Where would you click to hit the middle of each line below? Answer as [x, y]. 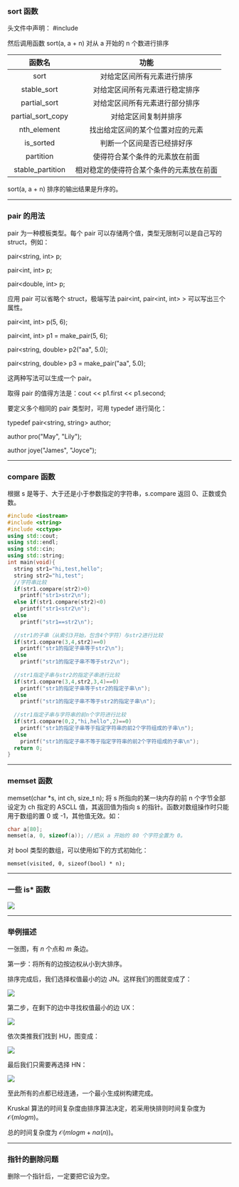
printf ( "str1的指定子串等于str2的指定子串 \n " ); [85, 688]
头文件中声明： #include [43, 28]
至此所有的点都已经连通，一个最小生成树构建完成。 [82, 1093]
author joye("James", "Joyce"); [52, 450]
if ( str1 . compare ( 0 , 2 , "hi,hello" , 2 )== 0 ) [73, 722]
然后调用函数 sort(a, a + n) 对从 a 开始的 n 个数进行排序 [88, 44]
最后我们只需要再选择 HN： [47, 1064]
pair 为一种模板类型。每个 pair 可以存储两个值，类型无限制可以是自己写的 [115, 233]
